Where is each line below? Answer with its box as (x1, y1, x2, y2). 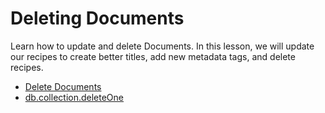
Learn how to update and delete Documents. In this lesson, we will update (10, 40, 315, 52)
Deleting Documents (10, 7, 185, 30)
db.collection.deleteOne (24, 91, 125, 103)
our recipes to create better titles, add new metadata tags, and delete (10, 50, 296, 62)
